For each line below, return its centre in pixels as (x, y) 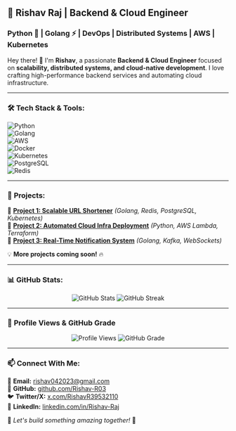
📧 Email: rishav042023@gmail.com (59, 381)
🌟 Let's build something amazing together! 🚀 (72, 420)
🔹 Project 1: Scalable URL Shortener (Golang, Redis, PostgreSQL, (102, 211)
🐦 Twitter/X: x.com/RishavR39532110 (63, 397)
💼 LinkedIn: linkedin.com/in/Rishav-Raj (63, 407)
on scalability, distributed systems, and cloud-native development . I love (116, 67)
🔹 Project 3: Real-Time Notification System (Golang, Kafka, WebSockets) (115, 240)
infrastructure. (28, 82)
